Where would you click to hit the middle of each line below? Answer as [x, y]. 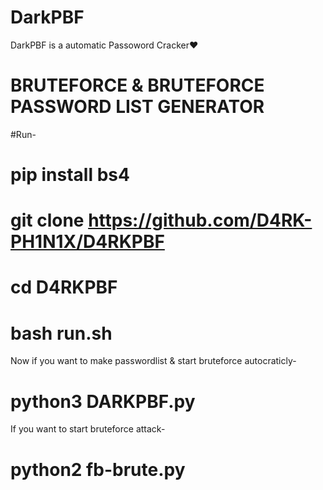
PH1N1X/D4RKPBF [87, 242]
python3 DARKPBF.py [103, 401]
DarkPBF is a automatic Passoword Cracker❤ [104, 45]
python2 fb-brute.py [98, 469]
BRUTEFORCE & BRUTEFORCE [137, 85]
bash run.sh [61, 333]
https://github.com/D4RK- [200, 220]
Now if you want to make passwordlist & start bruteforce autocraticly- [153, 361]
